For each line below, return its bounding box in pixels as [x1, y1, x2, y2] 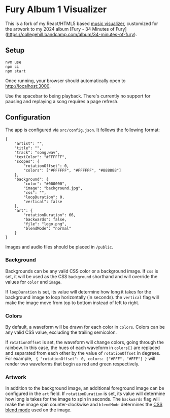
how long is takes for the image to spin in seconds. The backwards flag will [5, 396, 160, 402]
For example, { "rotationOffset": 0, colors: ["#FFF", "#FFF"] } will [5, 356, 156, 362]
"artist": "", [14, 141, 44, 146]
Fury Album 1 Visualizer [5, 4, 107, 15]
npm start [5, 68, 26, 73]
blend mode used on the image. [5, 407, 72, 413]
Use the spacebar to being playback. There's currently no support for [5, 93, 151, 99]
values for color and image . [5, 279, 62, 285]
